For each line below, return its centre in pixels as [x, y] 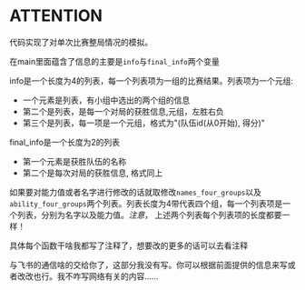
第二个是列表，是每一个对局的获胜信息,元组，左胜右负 [123, 111]
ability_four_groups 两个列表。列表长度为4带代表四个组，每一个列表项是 [146, 203]
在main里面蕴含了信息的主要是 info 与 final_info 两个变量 [115, 61]
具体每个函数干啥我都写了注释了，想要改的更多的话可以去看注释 [128, 245]
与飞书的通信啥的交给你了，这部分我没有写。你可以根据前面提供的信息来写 [148, 265]
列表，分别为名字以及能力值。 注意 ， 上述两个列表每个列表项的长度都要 [149, 215]
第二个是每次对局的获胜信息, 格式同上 [93, 173]
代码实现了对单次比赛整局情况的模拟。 [81, 42]
